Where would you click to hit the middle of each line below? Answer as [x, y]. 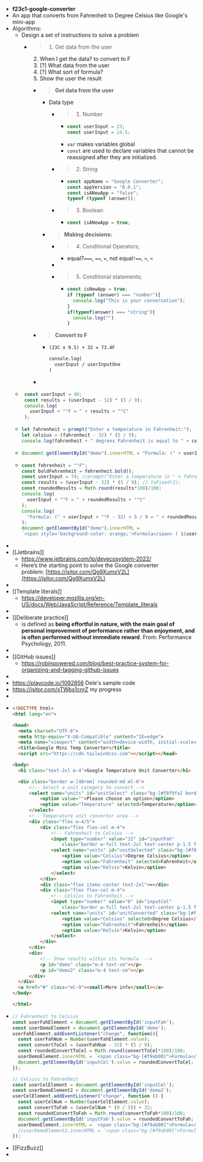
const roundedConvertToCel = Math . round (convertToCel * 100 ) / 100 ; [102, 1051]
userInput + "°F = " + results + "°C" [79, 411]
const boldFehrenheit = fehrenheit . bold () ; [78, 471]
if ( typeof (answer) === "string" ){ [111, 312]
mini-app [24, 22]
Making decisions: [88, 235]
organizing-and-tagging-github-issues [70, 670]
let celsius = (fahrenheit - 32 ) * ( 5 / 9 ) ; [79, 435]
